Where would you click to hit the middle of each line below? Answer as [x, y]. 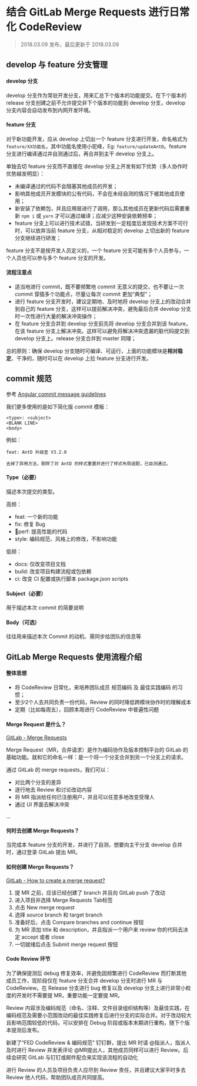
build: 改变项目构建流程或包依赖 [53, 571]
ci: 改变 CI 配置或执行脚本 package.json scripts [71, 578]
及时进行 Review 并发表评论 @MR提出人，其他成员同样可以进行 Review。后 [97, 1050]
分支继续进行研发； [38, 238]
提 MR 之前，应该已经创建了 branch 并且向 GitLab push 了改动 [90, 892]
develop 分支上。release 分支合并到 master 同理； [75, 338]
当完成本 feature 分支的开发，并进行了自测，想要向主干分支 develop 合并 [94, 845]
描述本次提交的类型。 [32, 492]
